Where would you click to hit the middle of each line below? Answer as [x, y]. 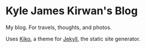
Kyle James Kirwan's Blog [72, 11]
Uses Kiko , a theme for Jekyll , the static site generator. [73, 39]
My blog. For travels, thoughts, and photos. [59, 27]
